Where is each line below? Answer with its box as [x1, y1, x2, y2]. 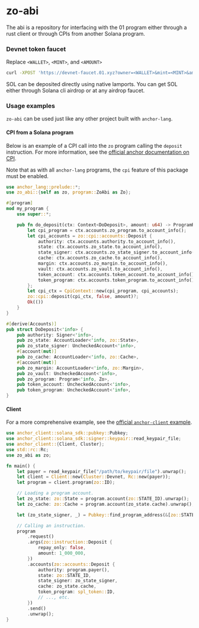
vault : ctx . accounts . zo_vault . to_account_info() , [37, 266, 163, 272]
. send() [27, 605, 46, 611]
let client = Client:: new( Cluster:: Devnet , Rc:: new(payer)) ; [17, 474, 171, 480]
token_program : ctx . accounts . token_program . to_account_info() [37, 277, 195, 283]
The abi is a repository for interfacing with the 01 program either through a [6, 24, 187, 31]
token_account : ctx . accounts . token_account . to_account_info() [37, 271, 195, 277]
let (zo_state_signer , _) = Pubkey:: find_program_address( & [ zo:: [17, 512, 182, 518]
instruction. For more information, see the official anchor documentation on [6, 148, 190, 156]
